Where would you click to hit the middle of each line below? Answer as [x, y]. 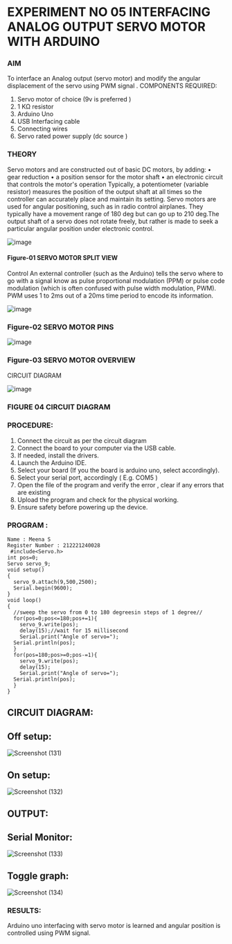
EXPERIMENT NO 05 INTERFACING [109, 12]
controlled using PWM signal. [49, 933]
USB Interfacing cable [48, 122]
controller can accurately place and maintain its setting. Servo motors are [112, 199]
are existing [34, 492]
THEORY [22, 154]
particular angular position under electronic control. [81, 228]
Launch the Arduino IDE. [52, 462]
